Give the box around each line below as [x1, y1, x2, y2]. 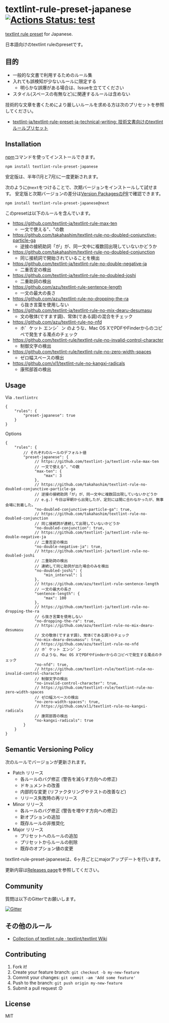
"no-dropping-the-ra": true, [34, 619, 96, 624]
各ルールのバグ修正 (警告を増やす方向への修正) [20, 807, 118, 814]
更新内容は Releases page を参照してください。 [5, 867, 102, 873]
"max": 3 [43, 473, 62, 478]
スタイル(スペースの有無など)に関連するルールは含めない [12, 91, 131, 97]
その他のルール [5, 922, 52, 931]
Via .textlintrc [5, 395, 38, 401]
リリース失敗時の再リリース [20, 795, 78, 801]
